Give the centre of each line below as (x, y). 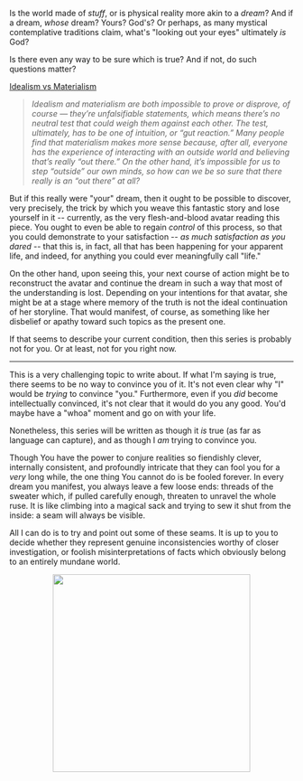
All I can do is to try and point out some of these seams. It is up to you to (144, 533)
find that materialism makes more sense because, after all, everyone (160, 142)
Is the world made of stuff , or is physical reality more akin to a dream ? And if (151, 13)
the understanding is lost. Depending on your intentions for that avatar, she (149, 292)
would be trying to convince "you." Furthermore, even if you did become (144, 394)
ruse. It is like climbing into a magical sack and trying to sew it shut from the (150, 506)
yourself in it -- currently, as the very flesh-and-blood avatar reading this (145, 217)
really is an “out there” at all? (86, 181)
